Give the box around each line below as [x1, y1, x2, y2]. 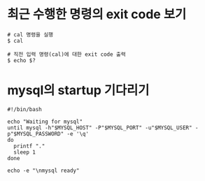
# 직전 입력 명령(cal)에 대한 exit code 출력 [7, 50, 126, 58]
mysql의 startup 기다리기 [7, 82, 150, 99]
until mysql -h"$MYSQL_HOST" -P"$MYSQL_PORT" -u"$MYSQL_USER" [7, 124, 192, 131]
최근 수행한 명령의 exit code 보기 [7, 6, 187, 22]
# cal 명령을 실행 [7, 31, 54, 38]
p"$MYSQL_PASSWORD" [7, 130, 64, 137]
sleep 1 [13, 148, 36, 156]
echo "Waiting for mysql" [7, 118, 83, 125]
